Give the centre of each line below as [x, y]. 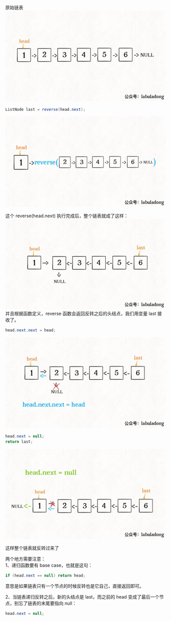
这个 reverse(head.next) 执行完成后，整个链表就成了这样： [67, 216]
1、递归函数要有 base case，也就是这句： [49, 565]
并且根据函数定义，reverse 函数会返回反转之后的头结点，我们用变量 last [81, 314]
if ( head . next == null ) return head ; [45, 576]
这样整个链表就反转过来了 [32, 548]
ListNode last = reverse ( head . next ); [45, 109]
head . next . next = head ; [31, 330]
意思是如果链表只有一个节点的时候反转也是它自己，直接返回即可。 [75, 586]
